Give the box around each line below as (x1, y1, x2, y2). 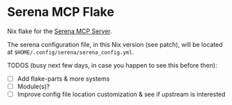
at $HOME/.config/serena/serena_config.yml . (7, 48, 134, 56)
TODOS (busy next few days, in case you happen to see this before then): (7, 61, 217, 69)
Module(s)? (17, 82, 50, 90)
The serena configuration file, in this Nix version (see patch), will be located (7, 40, 223, 48)
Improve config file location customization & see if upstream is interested (17, 90, 226, 99)
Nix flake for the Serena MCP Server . (7, 27, 112, 35)
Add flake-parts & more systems (17, 74, 110, 83)
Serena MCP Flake (7, 4, 114, 20)
